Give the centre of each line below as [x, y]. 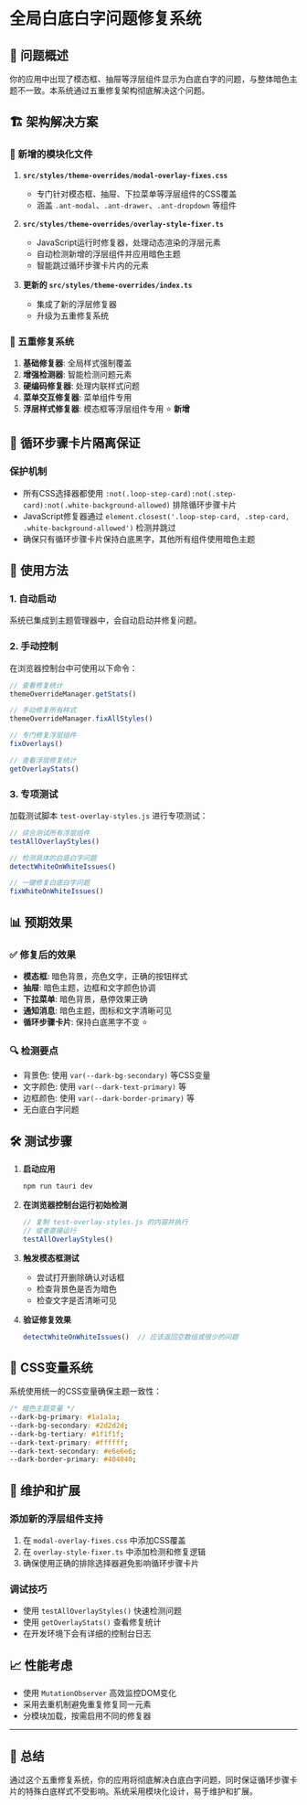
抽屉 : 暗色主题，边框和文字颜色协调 [89, 988]
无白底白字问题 [51, 1110]
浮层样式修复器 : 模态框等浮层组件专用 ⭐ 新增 [106, 409]
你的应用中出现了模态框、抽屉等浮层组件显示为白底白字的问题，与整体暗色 [149, 79]
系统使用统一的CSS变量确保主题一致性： [86, 1392]
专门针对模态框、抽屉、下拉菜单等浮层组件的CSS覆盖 [137, 194]
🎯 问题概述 [39, 55]
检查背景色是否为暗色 [76, 1288]
